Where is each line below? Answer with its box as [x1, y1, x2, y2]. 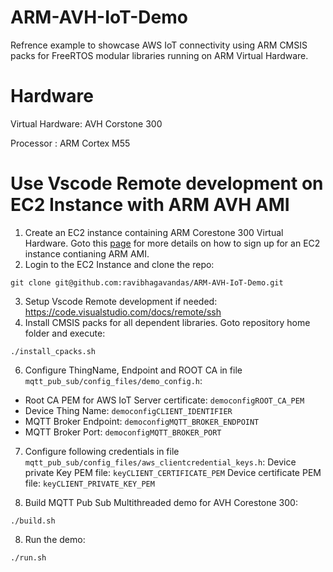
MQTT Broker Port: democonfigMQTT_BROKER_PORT [24, 426, 222, 438]
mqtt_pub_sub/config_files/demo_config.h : [24, 374, 203, 386]
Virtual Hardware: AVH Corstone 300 [10, 117, 163, 130]
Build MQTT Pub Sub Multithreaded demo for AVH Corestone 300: [24, 496, 298, 508]
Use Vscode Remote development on [10, 172, 324, 195]
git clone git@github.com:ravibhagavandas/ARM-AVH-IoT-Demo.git [10, 277, 284, 288]
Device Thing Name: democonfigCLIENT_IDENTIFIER [24, 404, 233, 416]
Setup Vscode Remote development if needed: [24, 295, 218, 307]
